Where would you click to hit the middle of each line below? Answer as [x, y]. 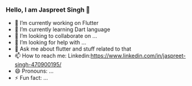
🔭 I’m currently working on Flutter [56, 23]
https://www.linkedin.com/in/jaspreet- [138, 56]
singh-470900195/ [38, 65]
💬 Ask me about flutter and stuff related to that [73, 49]
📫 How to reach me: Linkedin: [52, 56]
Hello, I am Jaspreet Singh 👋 [48, 10]
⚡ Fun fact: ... [31, 78]
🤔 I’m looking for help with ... [50, 43]
